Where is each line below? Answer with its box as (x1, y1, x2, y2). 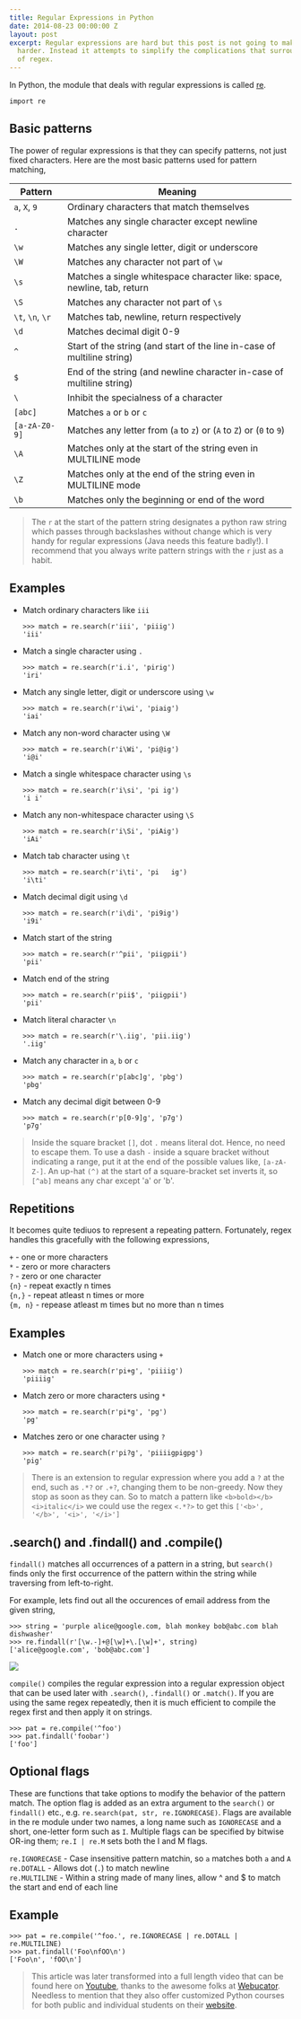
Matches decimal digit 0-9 (66, 325, 181, 338)
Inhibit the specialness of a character (66, 391, 223, 404)
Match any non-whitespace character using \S (21, 809, 194, 820)
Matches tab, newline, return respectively (66, 311, 242, 323)
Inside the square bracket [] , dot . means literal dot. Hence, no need (30, 1137, 286, 1147)
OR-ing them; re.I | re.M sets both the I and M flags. (9, 1835, 208, 1846)
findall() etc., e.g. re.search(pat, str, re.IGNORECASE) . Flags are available (9, 1806, 292, 1818)
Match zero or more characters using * (21, 1391, 166, 1401)
